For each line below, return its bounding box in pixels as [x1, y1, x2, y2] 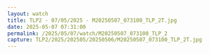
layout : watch [7, 10, 49, 18]
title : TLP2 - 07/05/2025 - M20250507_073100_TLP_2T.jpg [7, 17, 177, 24]
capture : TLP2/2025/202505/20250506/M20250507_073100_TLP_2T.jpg [7, 36, 202, 43]
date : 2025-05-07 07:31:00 [7, 23, 86, 30]
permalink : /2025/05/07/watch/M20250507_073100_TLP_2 [7, 29, 168, 37]
